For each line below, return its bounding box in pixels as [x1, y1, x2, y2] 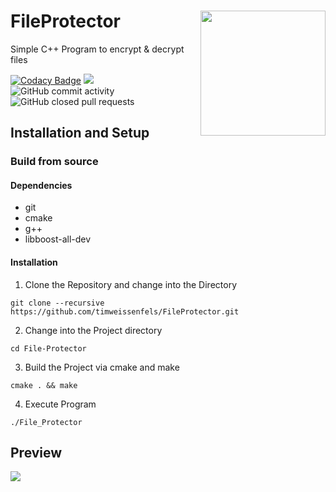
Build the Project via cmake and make [24, 361, 180, 373]
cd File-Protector [10, 343, 87, 354]
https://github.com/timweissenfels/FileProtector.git [10, 306, 240, 317]
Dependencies [10, 179, 73, 191]
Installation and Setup [10, 125, 150, 142]
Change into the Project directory [24, 324, 163, 336]
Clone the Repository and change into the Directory [24, 278, 238, 290]
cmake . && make [10, 380, 78, 390]
